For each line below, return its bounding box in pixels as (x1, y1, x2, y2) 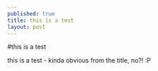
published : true (7, 10, 55, 18)
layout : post (7, 23, 46, 30)
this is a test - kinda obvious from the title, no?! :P (7, 56, 152, 65)
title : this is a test (7, 17, 74, 24)
